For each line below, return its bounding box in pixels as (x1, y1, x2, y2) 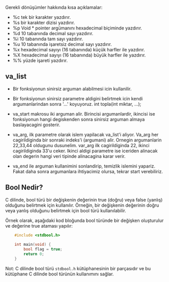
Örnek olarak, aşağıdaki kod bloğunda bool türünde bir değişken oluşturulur (5, 217, 164, 223)
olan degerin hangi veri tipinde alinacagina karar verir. (12, 153, 126, 159)
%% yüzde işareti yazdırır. (12, 58, 68, 63)
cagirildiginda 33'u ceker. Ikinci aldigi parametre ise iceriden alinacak (12, 148, 158, 154)
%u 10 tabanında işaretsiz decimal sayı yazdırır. (12, 41, 112, 47)
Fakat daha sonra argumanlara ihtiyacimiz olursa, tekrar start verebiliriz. (12, 168, 163, 175)
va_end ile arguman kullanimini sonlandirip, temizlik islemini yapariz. (12, 163, 155, 169)
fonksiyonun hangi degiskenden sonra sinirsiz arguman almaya (12, 116, 145, 122)
